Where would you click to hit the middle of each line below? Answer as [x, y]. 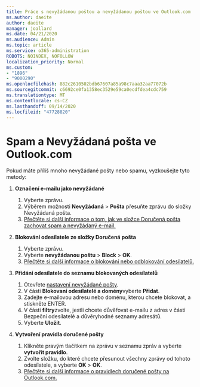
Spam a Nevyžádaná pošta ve [81, 141]
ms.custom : [20, 67]
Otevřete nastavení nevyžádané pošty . [71, 285]
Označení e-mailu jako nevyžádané [59, 188]
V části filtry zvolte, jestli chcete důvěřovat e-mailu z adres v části [105, 310]
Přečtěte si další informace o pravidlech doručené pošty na [96, 371]
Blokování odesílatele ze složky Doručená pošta [75, 237]
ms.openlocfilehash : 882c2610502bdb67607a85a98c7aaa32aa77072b [87, 84]
